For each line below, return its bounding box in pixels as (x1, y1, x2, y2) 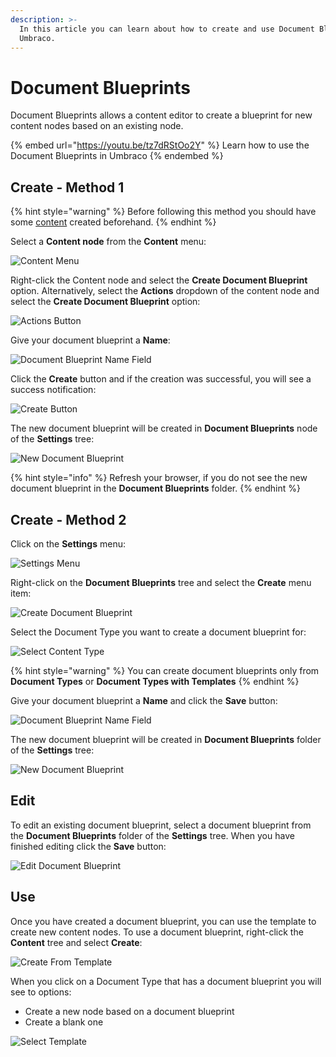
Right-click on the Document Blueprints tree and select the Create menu (10, 576, 312, 588)
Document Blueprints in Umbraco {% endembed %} (10, 150, 224, 162)
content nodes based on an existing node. (10, 120, 184, 132)
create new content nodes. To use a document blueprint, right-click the (10, 926, 304, 938)
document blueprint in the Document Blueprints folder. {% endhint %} (10, 482, 302, 495)
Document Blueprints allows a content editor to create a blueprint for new (10, 109, 313, 121)
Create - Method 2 (10, 511, 127, 528)
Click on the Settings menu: (10, 537, 126, 550)
